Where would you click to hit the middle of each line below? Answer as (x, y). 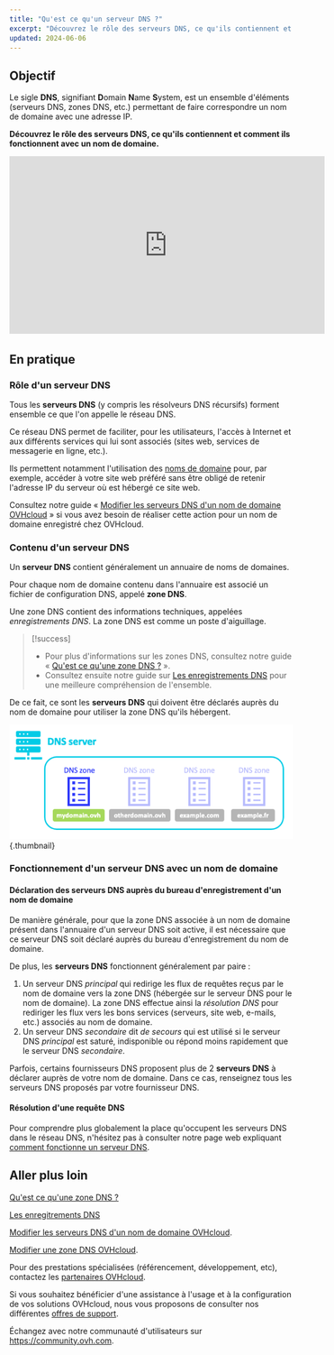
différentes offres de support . (64, 1314)
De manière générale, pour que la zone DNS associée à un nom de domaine (150, 919)
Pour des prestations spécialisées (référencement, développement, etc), (143, 1267)
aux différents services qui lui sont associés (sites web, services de (135, 441)
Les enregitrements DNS (55, 1214)
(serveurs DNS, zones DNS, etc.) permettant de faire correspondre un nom (148, 107)
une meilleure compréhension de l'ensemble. (128, 685)
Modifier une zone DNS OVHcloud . (74, 1249)
